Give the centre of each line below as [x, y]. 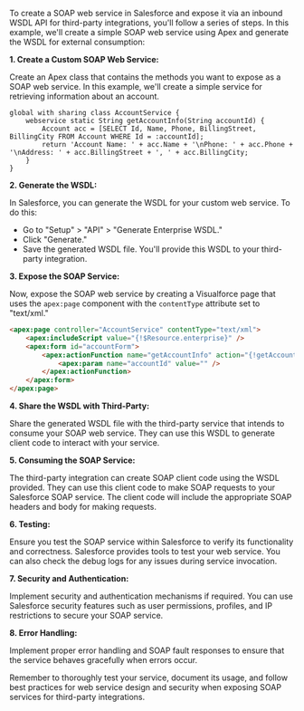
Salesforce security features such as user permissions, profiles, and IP [141, 605]
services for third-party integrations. [77, 697]
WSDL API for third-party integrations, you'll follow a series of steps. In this [149, 23]
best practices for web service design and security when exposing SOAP [146, 687]
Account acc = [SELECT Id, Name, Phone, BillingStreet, [149, 129]
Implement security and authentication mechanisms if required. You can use [152, 596]
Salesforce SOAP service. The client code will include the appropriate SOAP [151, 497]
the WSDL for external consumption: [77, 42]
